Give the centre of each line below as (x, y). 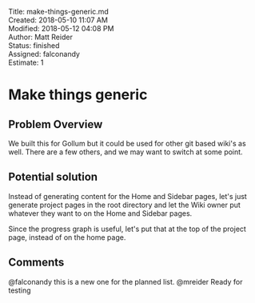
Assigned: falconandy (44, 54)
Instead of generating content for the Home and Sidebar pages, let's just (128, 196)
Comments (36, 263)
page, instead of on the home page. (67, 237)
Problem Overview (56, 124)
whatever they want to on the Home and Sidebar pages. (100, 213)
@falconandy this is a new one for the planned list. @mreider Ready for (126, 281)
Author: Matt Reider (41, 37)
